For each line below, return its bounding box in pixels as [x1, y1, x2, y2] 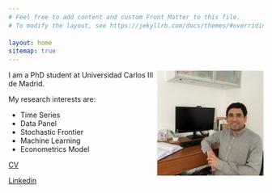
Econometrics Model [19, 145, 90, 154]
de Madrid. [8, 79, 45, 89]
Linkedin [8, 176, 37, 186]
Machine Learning [19, 136, 81, 145]
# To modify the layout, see [8, 21, 107, 30]
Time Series [19, 110, 61, 120]
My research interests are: [8, 94, 96, 104]
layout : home [8, 39, 53, 47]
